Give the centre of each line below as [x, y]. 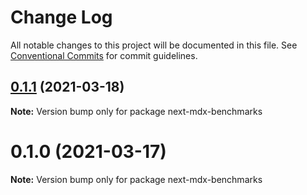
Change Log [61, 17]
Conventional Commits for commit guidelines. [104, 55]
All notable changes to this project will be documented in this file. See [154, 45]
